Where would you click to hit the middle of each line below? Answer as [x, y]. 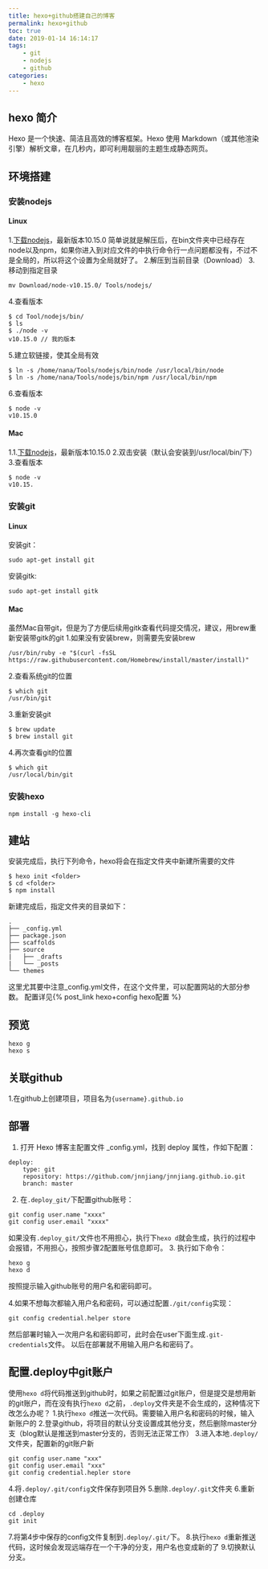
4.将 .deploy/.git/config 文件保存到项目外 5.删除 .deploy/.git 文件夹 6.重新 [132, 1489]
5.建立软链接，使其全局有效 [53, 355]
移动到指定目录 [33, 270]
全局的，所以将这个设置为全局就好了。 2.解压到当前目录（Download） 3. [135, 260]
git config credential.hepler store [69, 1472]
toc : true [25, 31]
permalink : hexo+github [48, 23]
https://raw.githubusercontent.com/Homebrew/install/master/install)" [129, 661]
